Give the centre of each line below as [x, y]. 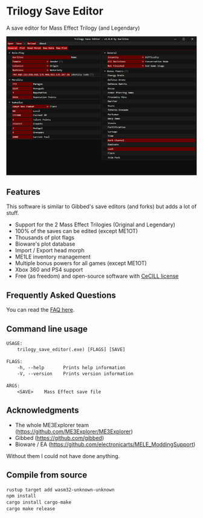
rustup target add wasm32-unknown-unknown [60, 490]
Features [23, 192]
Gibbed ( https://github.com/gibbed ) [60, 438]
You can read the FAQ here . [40, 310]
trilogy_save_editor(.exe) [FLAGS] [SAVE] [71, 349]
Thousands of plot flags [45, 238]
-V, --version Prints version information [76, 373]
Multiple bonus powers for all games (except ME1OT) [81, 263]
